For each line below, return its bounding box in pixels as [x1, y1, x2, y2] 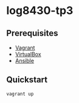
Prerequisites [6, 28, 58, 38]
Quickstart [6, 74, 48, 85]
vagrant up [6, 91, 34, 97]
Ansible [15, 57, 35, 64]
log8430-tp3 [6, 4, 74, 18]
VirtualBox [15, 51, 41, 58]
